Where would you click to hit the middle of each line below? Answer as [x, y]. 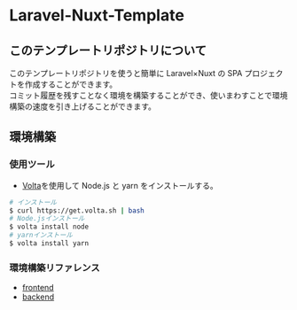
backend [38, 297]
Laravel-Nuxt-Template [97, 15]
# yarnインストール [41, 236]
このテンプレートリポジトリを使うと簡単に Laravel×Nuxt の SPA [126, 73]
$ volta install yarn [49, 244]
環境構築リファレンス [55, 267]
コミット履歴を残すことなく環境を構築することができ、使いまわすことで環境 [148, 95]
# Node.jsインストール [47, 219]
